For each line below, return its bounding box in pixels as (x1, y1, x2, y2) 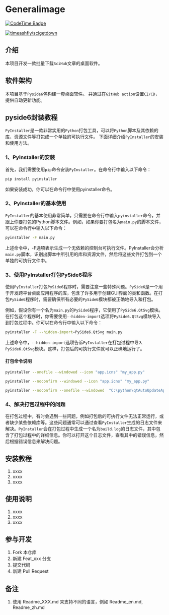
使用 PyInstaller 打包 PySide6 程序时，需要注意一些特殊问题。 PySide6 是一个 (5, 284, 158, 290)
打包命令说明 (5, 358, 32, 364)
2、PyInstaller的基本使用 (5, 200, 66, 207)
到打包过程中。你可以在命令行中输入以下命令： (5, 320, 102, 326)
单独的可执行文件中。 (5, 257, 49, 263)
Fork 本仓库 (12, 549, 37, 556)
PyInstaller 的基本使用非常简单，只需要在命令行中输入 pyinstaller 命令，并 (5, 212, 161, 218)
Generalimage (5, 4, 65, 15)
